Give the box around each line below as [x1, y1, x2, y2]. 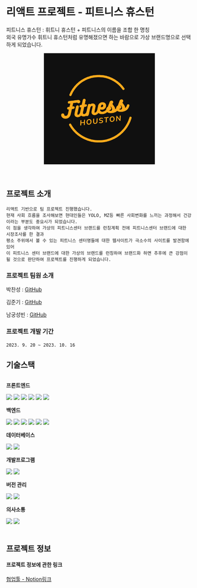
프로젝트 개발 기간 [6, 327, 54, 335]
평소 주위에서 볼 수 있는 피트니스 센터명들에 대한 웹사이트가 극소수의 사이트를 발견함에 [6, 238, 189, 244]
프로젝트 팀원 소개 [6, 271, 54, 279]
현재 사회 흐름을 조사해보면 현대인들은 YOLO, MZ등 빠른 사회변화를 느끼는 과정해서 [6, 212, 181, 218]
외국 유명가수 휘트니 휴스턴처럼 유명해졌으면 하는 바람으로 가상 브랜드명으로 [6, 33, 180, 40]
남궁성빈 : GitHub [6, 311, 47, 318]
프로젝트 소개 [6, 189, 51, 199]
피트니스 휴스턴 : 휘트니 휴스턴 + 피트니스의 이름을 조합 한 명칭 [6, 26, 150, 33]
